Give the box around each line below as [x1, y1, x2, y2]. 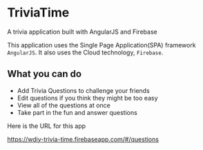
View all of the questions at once [17, 101, 110, 109]
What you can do [7, 68, 81, 80]
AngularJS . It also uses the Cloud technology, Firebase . [7, 48, 164, 56]
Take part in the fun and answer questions [17, 108, 138, 116]
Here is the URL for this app [7, 122, 86, 130]
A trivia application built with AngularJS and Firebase [7, 28, 157, 36]
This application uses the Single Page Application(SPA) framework [7, 41, 196, 49]
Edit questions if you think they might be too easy [17, 94, 158, 102]
